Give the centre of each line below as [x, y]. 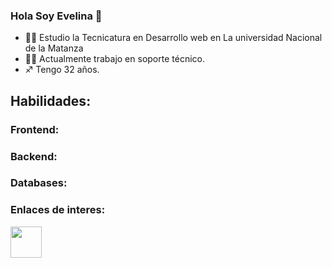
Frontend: [35, 129]
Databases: [39, 183]
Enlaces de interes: [58, 210]
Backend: [34, 156]
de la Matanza [54, 48]
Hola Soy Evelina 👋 [56, 16]
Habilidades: [51, 100]
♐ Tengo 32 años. [62, 70]
